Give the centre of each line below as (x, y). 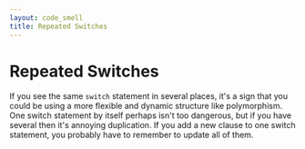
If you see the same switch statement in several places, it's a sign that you (149, 96)
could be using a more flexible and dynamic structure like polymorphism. (146, 106)
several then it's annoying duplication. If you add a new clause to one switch (152, 125)
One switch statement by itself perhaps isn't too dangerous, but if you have (151, 115)
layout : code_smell (46, 18)
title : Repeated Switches (58, 26)
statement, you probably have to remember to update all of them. (132, 135)
